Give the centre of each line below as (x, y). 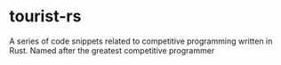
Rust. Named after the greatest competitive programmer (112, 50)
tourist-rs (45, 16)
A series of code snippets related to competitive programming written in (141, 41)
